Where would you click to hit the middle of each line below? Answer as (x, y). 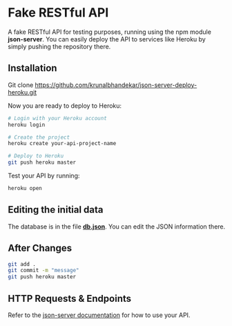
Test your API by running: (44, 175)
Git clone (21, 85)
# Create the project (39, 137)
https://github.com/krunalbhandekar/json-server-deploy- (116, 85)
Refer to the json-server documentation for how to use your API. (99, 315)
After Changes (40, 248)
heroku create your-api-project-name (62, 144)
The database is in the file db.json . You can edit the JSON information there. (117, 227)
